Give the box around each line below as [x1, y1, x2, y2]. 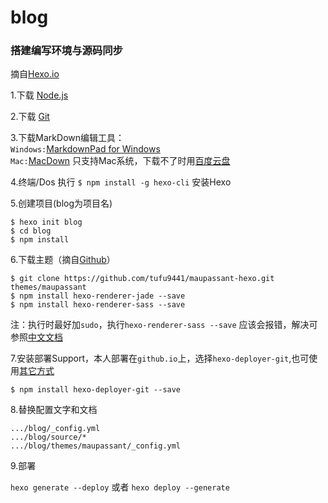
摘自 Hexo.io [10, 68, 60, 80]
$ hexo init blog [10, 217, 83, 228]
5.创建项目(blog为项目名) [10, 197, 113, 210]
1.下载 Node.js [10, 89, 69, 101]
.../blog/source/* [10, 432, 87, 443]
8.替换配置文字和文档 [10, 404, 98, 416]
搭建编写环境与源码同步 [10, 44, 123, 58]
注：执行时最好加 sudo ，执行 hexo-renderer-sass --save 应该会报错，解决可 [10, 319, 318, 331]
